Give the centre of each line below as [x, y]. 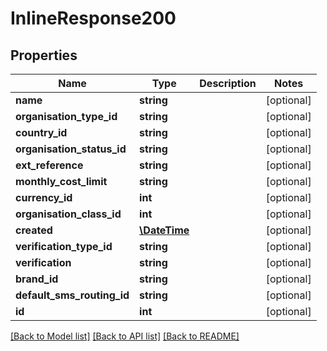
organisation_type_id [66, 116]
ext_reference [49, 165]
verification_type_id [64, 246]
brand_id [37, 279]
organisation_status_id [71, 149]
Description [228, 83]
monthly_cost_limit [61, 181]
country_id [41, 132]
